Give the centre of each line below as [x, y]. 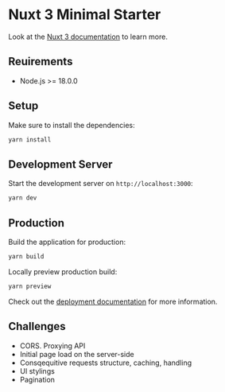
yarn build [26, 256]
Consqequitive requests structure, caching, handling [106, 363]
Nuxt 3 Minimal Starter [85, 15]
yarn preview [30, 286]
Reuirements [41, 62]
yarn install [30, 140]
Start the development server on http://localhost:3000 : [101, 184]
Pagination [37, 379]
